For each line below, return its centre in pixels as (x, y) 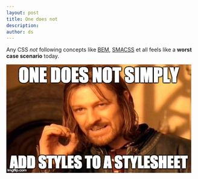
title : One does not (32, 19)
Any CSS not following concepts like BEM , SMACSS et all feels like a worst (99, 50)
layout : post (23, 13)
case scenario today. (33, 56)
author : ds (20, 32)
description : (23, 25)
